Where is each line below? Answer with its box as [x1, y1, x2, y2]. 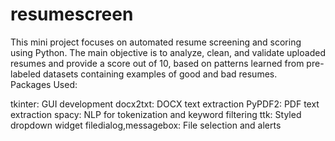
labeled [10, 68, 42, 80]
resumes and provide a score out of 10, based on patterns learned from [10, 57, 305, 69]
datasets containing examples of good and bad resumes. [43, 68, 278, 80]
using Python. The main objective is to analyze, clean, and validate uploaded [10, 46, 326, 58]
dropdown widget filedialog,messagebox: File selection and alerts [10, 119, 282, 131]
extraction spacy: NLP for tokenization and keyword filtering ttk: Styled [10, 108, 302, 120]
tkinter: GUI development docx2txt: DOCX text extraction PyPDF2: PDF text [10, 98, 320, 110]
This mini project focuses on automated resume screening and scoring [10, 36, 302, 48]
